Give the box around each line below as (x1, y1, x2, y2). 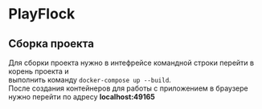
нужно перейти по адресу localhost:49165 (8, 92, 155, 101)
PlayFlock (8, 5, 76, 23)
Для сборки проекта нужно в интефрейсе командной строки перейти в (8, 58, 255, 67)
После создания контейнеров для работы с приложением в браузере (8, 83, 248, 93)
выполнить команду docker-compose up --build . (8, 75, 171, 84)
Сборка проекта (8, 37, 95, 50)
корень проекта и (8, 67, 69, 76)
